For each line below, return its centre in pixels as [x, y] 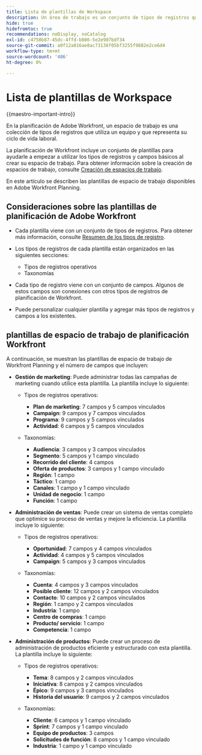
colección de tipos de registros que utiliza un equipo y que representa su [97, 132]
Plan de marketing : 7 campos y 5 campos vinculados [99, 407]
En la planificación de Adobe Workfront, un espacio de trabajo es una [92, 126]
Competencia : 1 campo [62, 630]
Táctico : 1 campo [54, 482]
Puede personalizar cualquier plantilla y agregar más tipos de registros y [105, 310]
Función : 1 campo [55, 501]
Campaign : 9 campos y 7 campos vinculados [89, 413]
